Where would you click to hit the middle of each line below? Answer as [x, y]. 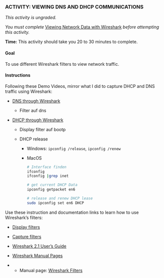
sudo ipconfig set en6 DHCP [55, 203]
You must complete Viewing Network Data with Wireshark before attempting [82, 27]
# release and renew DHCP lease [60, 198]
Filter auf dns [33, 110]
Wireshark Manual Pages [37, 255]
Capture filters [27, 236]
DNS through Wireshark [36, 101]
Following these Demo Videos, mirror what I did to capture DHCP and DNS [80, 86]
